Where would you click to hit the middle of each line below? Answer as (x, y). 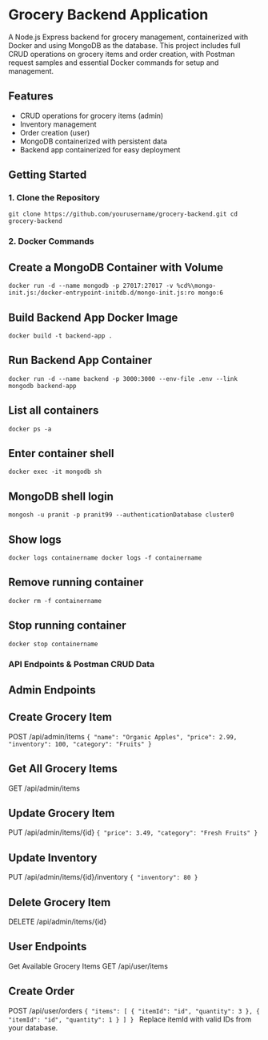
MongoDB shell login (61, 496)
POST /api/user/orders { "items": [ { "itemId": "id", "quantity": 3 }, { (134, 1010)
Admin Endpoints (52, 690)
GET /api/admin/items (44, 788)
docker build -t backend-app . (60, 336)
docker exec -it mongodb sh (55, 472)
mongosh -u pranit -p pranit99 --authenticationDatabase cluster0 (121, 515)
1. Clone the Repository (54, 198)
